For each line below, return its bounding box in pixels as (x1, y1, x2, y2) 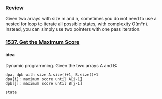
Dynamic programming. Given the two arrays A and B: (5, 63, 118, 69)
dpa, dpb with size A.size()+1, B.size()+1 (5, 72, 99, 77)
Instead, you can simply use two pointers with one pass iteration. (5, 26, 141, 32)
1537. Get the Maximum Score (5, 39, 80, 46)
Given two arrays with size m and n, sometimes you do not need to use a (5, 16, 157, 22)
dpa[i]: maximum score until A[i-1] (5, 77, 83, 82)
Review (5, 4, 24, 11)
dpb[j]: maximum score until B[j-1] (5, 81, 83, 86)
